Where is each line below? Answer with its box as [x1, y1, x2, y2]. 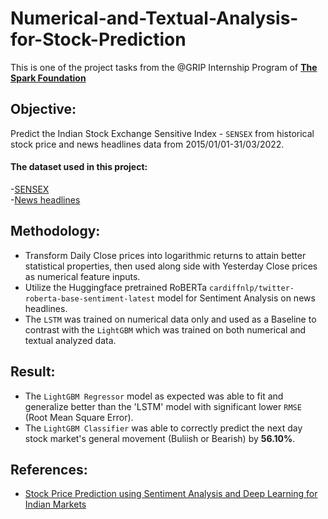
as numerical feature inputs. [24, 270, 141, 282]
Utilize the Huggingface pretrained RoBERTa [24, 281, 208, 293]
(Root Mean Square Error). [24, 411, 134, 423]
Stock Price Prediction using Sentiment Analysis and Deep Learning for [24, 488, 318, 500]
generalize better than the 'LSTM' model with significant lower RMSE [24, 400, 302, 412]
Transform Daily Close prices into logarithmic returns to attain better [24, 249, 307, 261]
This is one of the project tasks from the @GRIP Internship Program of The [10, 61, 318, 73]
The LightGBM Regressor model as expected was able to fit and [24, 390, 284, 402]
